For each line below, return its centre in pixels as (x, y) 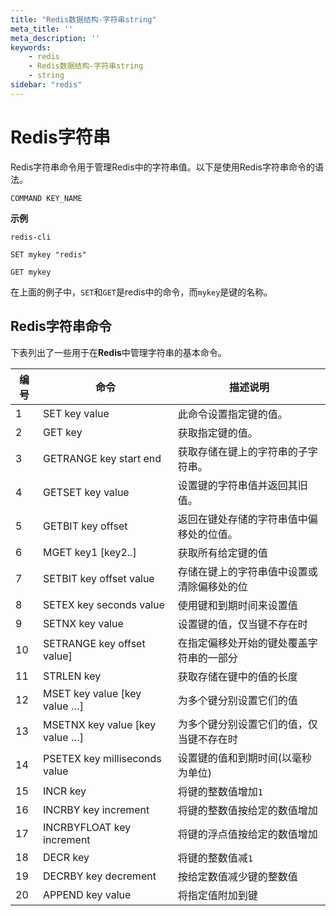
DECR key (66, 857)
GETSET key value (86, 492)
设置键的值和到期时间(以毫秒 (245, 758)
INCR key (65, 791)
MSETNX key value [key (100, 724)
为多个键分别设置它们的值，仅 (247, 724)
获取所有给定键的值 (222, 553)
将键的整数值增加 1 (220, 791)
